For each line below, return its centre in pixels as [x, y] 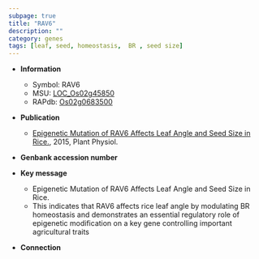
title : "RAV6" [32, 23]
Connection [40, 248]
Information [41, 69]
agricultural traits [60, 232]
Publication [40, 117]
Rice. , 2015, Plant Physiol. [75, 142]
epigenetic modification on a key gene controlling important [132, 223]
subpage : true [32, 16]
